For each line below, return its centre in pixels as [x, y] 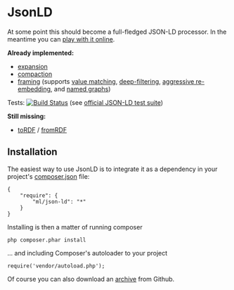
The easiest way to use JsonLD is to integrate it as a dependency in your [112, 169]
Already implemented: [41, 53]
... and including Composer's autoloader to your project [87, 253]
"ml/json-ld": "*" [59, 201]
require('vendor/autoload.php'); [56, 266]
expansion [32, 66]
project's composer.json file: [48, 176]
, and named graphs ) [80, 89]
